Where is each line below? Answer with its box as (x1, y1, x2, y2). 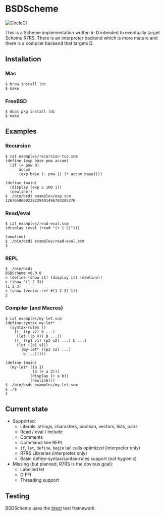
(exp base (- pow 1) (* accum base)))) (18, 171, 102, 177)
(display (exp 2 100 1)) (10, 185, 62, 190)
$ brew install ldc (5, 81, 46, 86)
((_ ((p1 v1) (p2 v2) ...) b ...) (14, 338, 87, 343)
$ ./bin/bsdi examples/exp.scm (5, 193, 71, 198)
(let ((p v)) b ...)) (16, 334, 62, 339)
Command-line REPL (20, 440, 64, 446)
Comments (20, 434, 43, 440)
